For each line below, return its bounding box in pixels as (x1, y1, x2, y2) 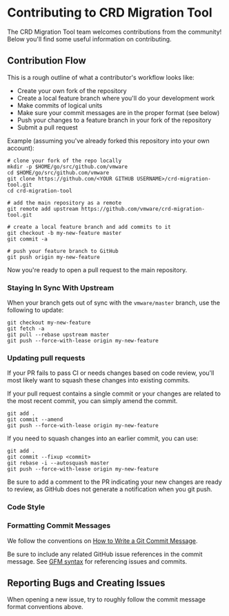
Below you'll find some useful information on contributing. (7, 34, 172, 43)
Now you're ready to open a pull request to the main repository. (7, 265, 188, 274)
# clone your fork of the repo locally (7, 157, 122, 164)
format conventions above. (7, 603, 84, 611)
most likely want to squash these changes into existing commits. (7, 376, 190, 384)
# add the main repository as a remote (7, 199, 122, 206)
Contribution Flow (7, 55, 86, 67)
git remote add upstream (7, 205, 79, 212)
